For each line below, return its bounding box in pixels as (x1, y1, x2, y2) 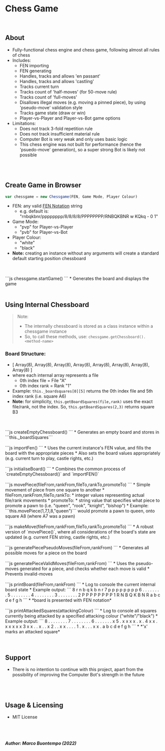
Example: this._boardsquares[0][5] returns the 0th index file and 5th (12, 388, 153, 394)
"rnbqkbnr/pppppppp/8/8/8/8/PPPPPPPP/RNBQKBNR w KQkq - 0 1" (19, 214, 159, 220)
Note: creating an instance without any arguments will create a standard (12, 250, 159, 256)
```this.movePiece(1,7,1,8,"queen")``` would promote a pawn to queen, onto (5, 508, 155, 514)
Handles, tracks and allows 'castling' (19, 78, 95, 84)
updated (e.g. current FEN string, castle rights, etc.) (5, 534, 110, 540)
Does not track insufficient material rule (19, 131, 100, 136)
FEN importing (19, 62, 49, 68)
